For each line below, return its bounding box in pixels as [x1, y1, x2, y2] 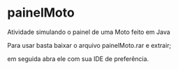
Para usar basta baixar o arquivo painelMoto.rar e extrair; [7, 41, 172, 49]
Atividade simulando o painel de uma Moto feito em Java [7, 28, 171, 36]
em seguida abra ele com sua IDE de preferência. [7, 54, 149, 63]
